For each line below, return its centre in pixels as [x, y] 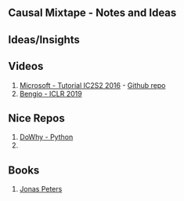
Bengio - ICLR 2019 [51, 93]
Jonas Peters [41, 189]
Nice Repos [36, 118]
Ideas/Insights [44, 40]
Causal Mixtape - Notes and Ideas [92, 13]
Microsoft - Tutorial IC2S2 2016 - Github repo [92, 85]
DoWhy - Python [46, 137]
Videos [26, 66]
